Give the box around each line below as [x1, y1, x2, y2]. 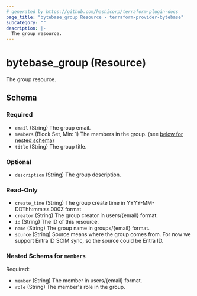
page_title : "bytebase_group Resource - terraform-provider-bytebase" [6, 14, 184, 20]
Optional [6, 157, 31, 166]
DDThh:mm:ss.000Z [14, 205, 64, 213]
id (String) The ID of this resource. [14, 218, 99, 226]
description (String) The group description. [14, 171, 121, 178]
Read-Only [6, 186, 38, 194]
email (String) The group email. [14, 124, 91, 131]
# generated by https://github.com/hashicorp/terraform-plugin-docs [6, 8, 179, 15]
